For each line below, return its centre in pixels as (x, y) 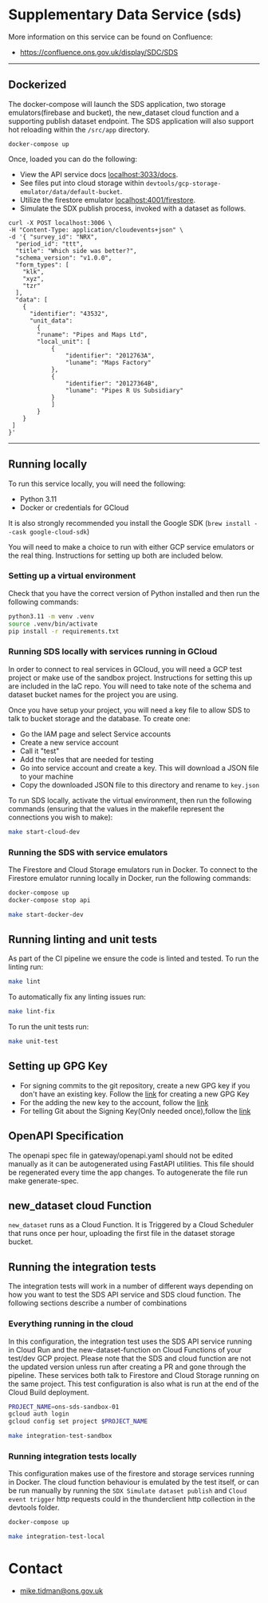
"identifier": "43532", (69, 314)
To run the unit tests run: (49, 1027)
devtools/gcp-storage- (184, 184)
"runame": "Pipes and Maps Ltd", (93, 334)
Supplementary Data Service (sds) (125, 15)
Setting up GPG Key (58, 1066)
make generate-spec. (44, 1181)
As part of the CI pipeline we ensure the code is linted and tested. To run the (134, 958)
